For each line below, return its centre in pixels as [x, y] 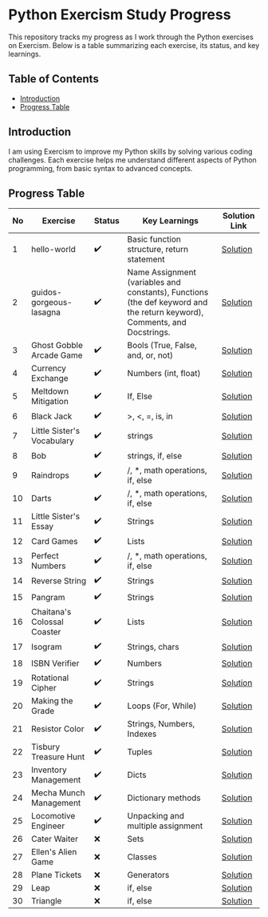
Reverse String [59, 580]
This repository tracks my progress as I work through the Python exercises [131, 37]
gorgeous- [52, 302]
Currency [49, 368]
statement [146, 259]
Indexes [142, 734]
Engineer [48, 826]
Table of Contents [54, 79]
